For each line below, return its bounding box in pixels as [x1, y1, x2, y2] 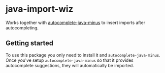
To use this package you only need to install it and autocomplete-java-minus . [5, 52, 161, 58]
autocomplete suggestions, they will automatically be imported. [5, 62, 134, 68]
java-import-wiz [5, 3, 73, 15]
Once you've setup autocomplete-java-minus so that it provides [5, 57, 133, 63]
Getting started [5, 39, 54, 48]
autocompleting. [5, 24, 39, 30]
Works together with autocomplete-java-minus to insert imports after [5, 20, 146, 25]
